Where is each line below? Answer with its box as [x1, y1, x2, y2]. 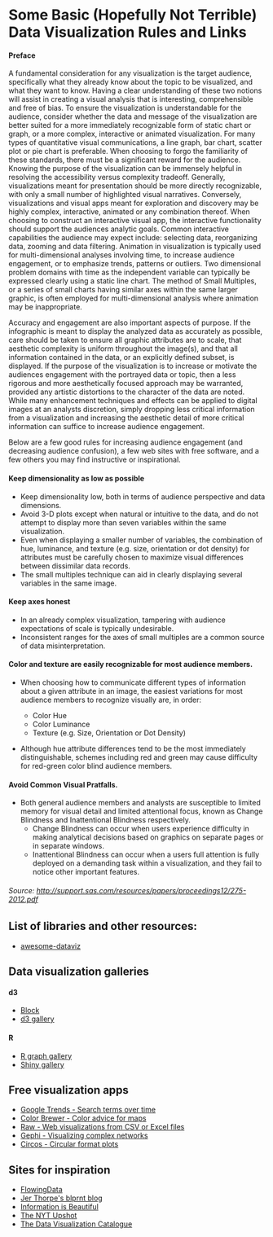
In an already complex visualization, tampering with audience [20, 615, 226, 625]
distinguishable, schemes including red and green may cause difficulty [20, 752, 258, 762]
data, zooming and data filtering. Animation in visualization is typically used [8, 242, 262, 252]
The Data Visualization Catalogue [20, 1219, 133, 1229]
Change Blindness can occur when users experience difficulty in [32, 824, 250, 834]
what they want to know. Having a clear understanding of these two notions [8, 86, 262, 95]
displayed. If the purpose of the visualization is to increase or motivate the [8, 361, 258, 371]
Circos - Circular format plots [20, 1139, 119, 1149]
